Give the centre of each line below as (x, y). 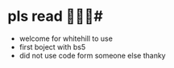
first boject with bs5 (52, 46)
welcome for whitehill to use (66, 38)
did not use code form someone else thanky (92, 55)
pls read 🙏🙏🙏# (56, 16)
